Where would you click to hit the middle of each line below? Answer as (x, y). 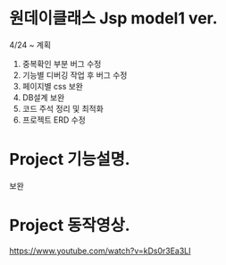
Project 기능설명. (70, 160)
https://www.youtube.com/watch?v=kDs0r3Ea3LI (100, 251)
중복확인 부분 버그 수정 (62, 64)
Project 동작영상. (70, 226)
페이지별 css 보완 (52, 86)
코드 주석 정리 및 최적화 (63, 108)
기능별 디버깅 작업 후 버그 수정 (75, 75)
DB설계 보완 (43, 97)
